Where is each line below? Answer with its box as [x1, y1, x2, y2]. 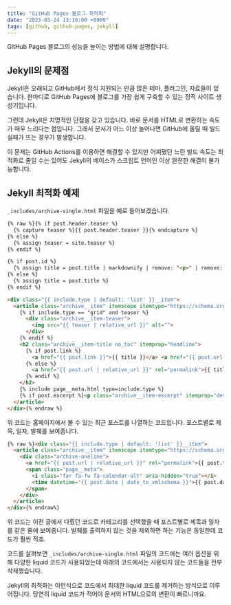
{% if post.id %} [7, 258, 57, 265]
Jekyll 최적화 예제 [7, 187, 80, 199]
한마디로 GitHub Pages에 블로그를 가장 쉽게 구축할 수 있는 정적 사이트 [27, 93, 214, 101]
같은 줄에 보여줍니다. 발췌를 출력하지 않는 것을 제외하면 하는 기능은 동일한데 [14, 527, 217, 535]
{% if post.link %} [25, 347, 81, 354]
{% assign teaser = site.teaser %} [13, 239, 115, 246]
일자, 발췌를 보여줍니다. [16, 427, 79, 435]
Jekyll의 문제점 [7, 65, 69, 76]
